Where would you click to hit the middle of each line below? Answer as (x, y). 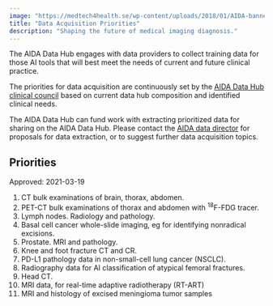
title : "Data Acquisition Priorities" (75, 23)
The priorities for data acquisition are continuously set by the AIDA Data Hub (137, 87)
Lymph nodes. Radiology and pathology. (88, 216)
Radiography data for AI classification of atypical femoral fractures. (133, 267)
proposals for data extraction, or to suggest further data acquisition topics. (134, 137)
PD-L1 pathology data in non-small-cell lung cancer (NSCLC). (123, 259)
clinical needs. (33, 104)
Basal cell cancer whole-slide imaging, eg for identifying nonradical (133, 224)
